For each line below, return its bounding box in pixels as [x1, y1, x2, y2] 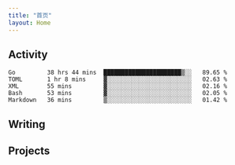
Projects [8, 145, 50, 158]
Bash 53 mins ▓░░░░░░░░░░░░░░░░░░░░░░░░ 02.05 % [8, 90, 227, 97]
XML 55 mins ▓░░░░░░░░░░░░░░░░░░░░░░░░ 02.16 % [8, 82, 227, 90]
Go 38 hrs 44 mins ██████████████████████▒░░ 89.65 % [8, 68, 227, 77]
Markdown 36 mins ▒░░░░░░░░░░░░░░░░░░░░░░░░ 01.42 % [8, 96, 227, 104]
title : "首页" [8, 11, 53, 20]
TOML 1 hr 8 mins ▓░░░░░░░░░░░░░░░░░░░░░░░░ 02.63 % [8, 75, 227, 83]
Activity [8, 48, 49, 61]
